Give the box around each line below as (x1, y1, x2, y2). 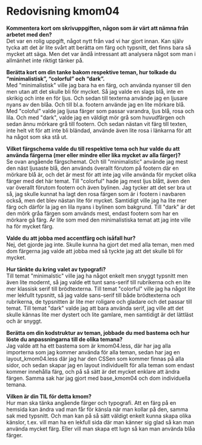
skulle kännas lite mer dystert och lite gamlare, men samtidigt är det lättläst (6, 310, 194, 318)
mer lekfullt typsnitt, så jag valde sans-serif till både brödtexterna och (6, 291, 181, 299)
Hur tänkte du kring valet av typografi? (6, 265, 106, 273)
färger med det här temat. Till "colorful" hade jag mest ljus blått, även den (6, 177, 190, 184)
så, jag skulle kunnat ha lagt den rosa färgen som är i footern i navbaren (6, 190, 186, 197)
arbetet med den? (6, 30, 52, 38)
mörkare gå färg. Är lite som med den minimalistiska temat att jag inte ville (6, 216, 191, 223)
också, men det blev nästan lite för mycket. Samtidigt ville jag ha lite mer (6, 197, 187, 204)
